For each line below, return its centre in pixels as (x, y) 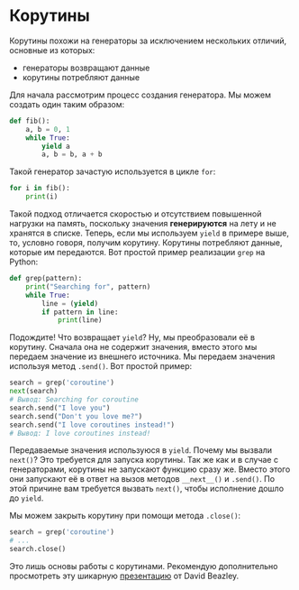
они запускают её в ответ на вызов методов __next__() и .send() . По (142, 479)
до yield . (27, 498)
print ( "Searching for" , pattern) (88, 286)
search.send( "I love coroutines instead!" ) (92, 425)
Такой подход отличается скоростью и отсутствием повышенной (136, 214)
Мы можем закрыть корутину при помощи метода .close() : (125, 516)
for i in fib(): (40, 189)
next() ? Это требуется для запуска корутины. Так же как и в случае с (144, 460)
